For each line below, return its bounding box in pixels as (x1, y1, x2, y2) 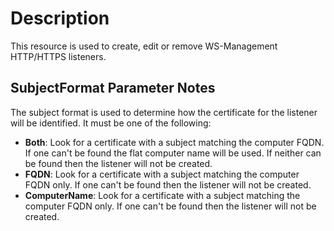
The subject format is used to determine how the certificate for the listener (10, 106, 318, 118)
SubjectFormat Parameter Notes (10, 80, 216, 97)
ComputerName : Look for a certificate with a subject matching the (24, 189, 301, 201)
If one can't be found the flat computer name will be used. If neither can (24, 147, 322, 159)
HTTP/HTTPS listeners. (10, 50, 107, 62)
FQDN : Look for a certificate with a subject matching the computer (24, 168, 300, 180)
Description (10, 7, 110, 30)
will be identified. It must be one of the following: (10, 117, 212, 129)
